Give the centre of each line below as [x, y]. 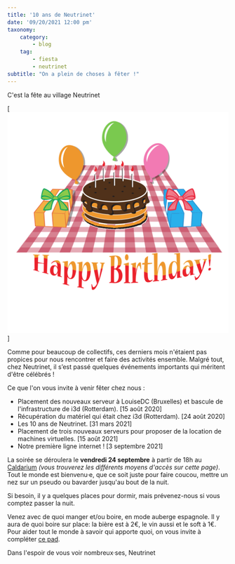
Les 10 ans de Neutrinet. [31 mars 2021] [74, 424]
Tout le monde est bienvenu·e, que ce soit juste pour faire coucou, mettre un [118, 474]
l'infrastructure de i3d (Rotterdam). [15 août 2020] [90, 409]
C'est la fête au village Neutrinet [54, 95]
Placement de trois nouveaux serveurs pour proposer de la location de [120, 431]
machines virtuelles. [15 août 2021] [68, 438]
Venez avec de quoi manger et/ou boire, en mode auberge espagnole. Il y [114, 516]
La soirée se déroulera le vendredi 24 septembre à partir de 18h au [105, 459]
